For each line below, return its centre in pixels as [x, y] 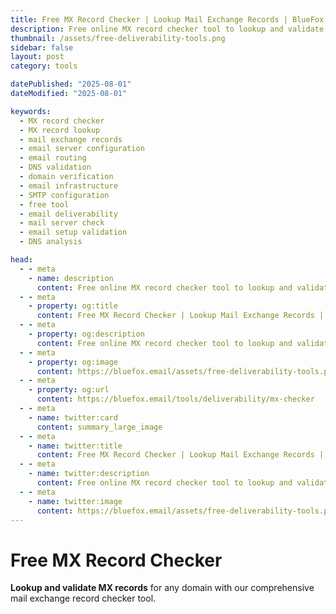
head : [21, 260]
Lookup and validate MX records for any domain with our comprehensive [162, 588]
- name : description [71, 278]
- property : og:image [73, 362]
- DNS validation [55, 167]
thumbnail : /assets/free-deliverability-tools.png [118, 38]
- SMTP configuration [64, 195]
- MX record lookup [60, 130]
